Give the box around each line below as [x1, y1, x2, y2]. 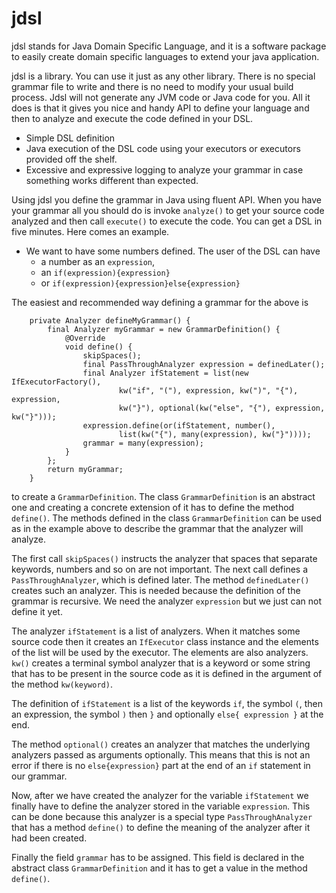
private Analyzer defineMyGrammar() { [29, 315, 191, 326]
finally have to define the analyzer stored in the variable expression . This [11, 800, 311, 812]
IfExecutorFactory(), [11, 377, 102, 387]
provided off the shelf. [25, 153, 118, 165]
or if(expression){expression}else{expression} [40, 277, 241, 289]
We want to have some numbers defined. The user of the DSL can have [25, 245, 321, 257]
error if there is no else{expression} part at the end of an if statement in [11, 759, 311, 771]
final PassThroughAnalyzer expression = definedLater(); [82, 359, 326, 369]
